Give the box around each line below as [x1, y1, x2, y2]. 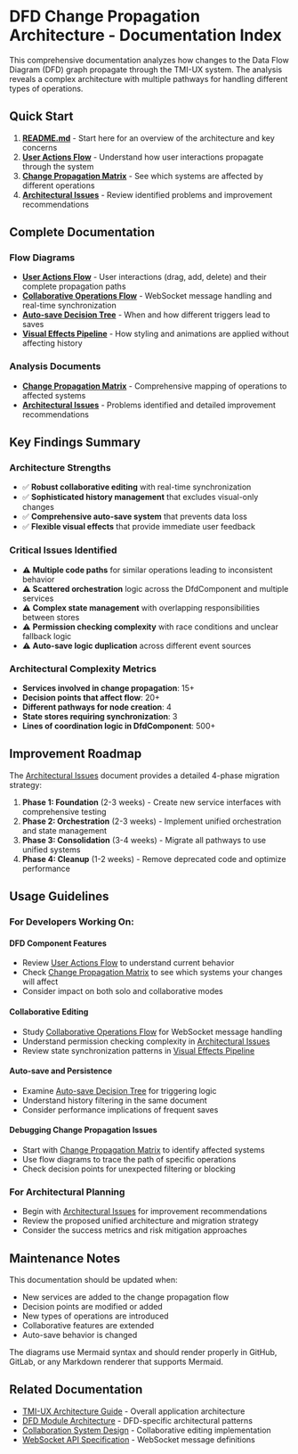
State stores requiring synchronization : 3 [21, 711, 178, 722]
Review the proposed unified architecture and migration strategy [21, 1215, 260, 1227]
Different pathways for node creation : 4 [21, 702, 172, 712]
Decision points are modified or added [21, 1302, 163, 1312]
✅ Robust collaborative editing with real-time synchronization [21, 481, 252, 492]
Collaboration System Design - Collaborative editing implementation [21, 1425, 271, 1435]
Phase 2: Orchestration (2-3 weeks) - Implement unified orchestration [21, 816, 282, 826]
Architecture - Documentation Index [9, 25, 282, 45]
